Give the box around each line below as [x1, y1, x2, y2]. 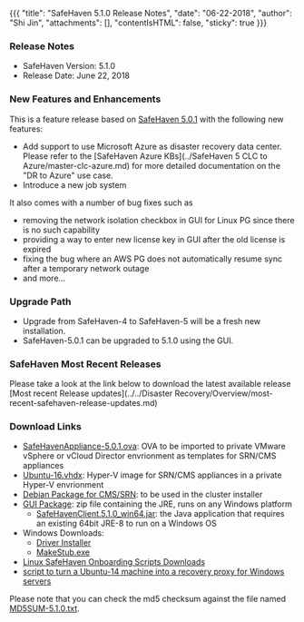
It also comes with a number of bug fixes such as [9, 197, 193, 208]
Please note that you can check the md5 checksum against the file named [9, 594, 286, 605]
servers [22, 576, 52, 587]
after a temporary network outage [22, 262, 150, 273]
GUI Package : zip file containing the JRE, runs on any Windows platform [22, 499, 292, 509]
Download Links [9, 420, 82, 433]
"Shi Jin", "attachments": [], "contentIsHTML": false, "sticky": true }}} [9, 17, 268, 28]
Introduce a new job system [22, 179, 127, 190]
